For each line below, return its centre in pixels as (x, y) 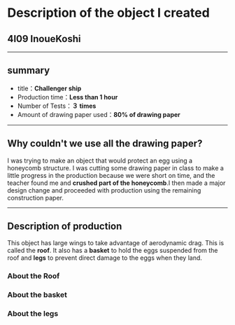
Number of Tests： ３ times (57, 106)
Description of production (65, 227)
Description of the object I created (108, 13)
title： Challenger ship (49, 88)
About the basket (37, 295)
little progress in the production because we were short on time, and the (111, 175)
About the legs (33, 314)
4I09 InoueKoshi (44, 39)
